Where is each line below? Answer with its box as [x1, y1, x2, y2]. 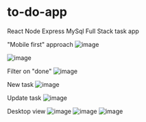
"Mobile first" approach [7, 40, 73, 48]
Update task [7, 94, 42, 102]
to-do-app [7, 4, 67, 20]
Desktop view [7, 107, 46, 115]
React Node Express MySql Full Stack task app [7, 27, 139, 35]
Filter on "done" [7, 67, 52, 75]
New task [7, 80, 34, 88]
